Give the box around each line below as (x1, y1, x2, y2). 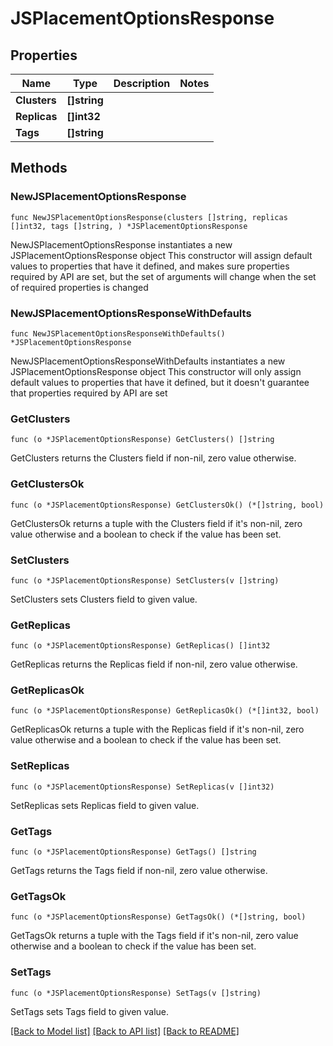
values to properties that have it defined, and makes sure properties (10, 260, 290, 272)
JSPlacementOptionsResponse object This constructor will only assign (10, 365, 302, 377)
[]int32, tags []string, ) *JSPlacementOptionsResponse (10, 221, 248, 231)
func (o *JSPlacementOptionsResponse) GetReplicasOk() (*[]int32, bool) (10, 706, 320, 716)
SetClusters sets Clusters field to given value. (10, 593, 198, 605)
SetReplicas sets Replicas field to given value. (10, 799, 200, 811)
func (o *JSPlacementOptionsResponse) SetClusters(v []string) (10, 575, 280, 586)
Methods (10, 160, 68, 177)
